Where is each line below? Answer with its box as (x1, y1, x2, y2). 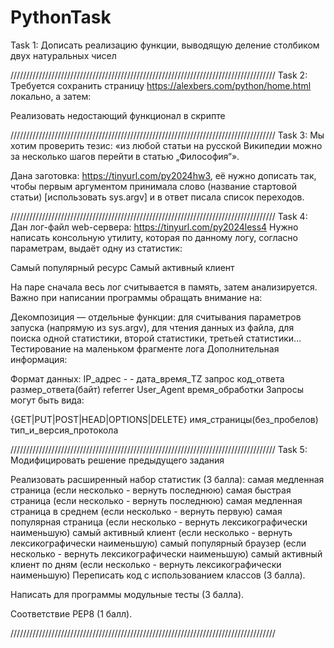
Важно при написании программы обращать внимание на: (10, 291, 263, 303)
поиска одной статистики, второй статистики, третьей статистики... (10, 332, 302, 344)
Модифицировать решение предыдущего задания (10, 454, 225, 466)
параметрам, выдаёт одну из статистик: (10, 242, 183, 254)
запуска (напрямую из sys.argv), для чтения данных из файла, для (10, 321, 295, 333)
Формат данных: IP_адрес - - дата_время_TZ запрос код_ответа (10, 372, 285, 385)
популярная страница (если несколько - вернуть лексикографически (10, 516, 308, 528)
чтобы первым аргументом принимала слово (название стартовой (10, 180, 297, 192)
